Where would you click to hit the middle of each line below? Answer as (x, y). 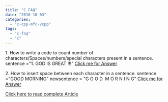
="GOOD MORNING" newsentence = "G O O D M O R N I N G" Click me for (84, 79)
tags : (11, 29)
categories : (18, 19)
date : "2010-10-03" (26, 15)
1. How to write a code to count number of (49, 53)
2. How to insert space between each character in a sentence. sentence (81, 73)
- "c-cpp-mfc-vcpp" (31, 24)
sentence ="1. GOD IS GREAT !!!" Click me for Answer (61, 63)
